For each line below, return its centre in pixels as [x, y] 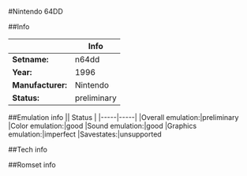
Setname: [30, 60]
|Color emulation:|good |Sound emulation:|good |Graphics [103, 126]
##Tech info [28, 150]
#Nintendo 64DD [36, 11]
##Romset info [32, 165]
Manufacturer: [40, 85]
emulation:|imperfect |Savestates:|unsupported [85, 134]
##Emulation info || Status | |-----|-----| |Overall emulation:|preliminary [123, 117]
